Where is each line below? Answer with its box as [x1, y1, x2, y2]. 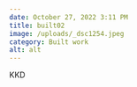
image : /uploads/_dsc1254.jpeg [9, 29, 125, 38]
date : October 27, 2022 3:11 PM [9, 12, 128, 22]
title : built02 [9, 21, 65, 30]
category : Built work [9, 37, 89, 47]
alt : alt [9, 46, 42, 54]
